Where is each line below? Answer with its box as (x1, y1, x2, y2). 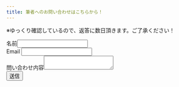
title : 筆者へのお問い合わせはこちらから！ (6, 9, 103, 15)
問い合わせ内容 (6, 64, 44, 71)
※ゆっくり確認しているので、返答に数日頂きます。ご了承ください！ (6, 26, 175, 34)
